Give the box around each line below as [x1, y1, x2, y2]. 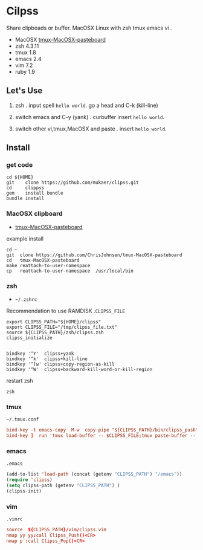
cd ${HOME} [6, 174, 34, 181]
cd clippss [6, 185, 45, 191]
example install [6, 235, 44, 242]
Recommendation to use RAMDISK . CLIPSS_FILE [6, 307, 126, 315]
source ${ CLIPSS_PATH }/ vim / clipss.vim [6, 527, 107, 533]
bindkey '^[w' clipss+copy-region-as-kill [6, 361, 115, 367]
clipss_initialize [6, 335, 53, 341]
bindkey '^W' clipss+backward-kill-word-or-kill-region [6, 367, 153, 373]
